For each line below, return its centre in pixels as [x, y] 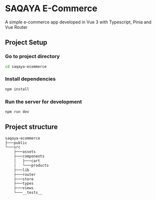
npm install [17, 89]
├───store [24, 179]
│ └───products [31, 165]
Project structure [31, 127]
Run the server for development [43, 101]
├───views [24, 188]
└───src [13, 147]
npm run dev [17, 112]
